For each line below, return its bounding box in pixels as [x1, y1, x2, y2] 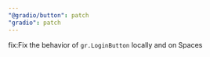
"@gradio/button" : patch [8, 11, 89, 20]
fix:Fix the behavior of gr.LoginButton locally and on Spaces [8, 40, 203, 49]
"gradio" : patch [8, 19, 61, 27]
